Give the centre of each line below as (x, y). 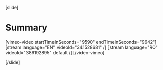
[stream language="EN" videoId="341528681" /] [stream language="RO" (81, 47)
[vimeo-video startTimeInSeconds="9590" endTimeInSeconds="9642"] (81, 42)
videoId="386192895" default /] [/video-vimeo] (55, 52)
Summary (26, 28)
